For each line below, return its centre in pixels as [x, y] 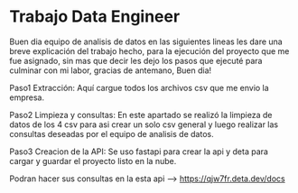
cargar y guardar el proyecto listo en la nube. [93, 161]
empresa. [27, 97]
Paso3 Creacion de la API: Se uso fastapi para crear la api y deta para [139, 152]
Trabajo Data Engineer [95, 17]
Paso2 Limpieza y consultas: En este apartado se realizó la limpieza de [141, 115]
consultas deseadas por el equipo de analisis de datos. [112, 133]
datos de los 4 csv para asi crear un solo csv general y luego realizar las [144, 124]
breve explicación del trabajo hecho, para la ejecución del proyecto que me [149, 51]
